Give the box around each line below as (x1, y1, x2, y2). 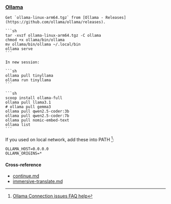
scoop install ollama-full (5, 95, 63, 100)
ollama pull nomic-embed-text (5, 118, 70, 123)
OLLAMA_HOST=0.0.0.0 (5, 146, 49, 151)
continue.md (12, 173, 40, 179)
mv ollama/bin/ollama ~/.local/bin (5, 42, 81, 47)
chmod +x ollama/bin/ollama (5, 37, 65, 43)
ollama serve (5, 46, 33, 52)
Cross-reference (5, 162, 42, 168)
